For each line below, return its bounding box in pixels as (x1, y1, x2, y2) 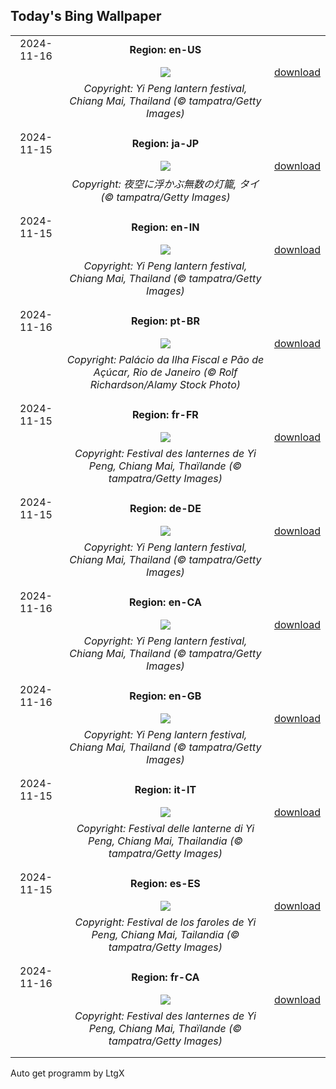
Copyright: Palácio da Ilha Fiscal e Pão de (66, 352, 265, 366)
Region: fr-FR (132, 407, 199, 421)
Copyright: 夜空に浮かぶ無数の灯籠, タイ (71, 177, 260, 191)
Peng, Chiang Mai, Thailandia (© (88, 834, 243, 848)
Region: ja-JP (131, 136, 200, 150)
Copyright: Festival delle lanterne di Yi (76, 821, 255, 835)
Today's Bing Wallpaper (10, 8, 162, 25)
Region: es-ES (130, 876, 201, 890)
